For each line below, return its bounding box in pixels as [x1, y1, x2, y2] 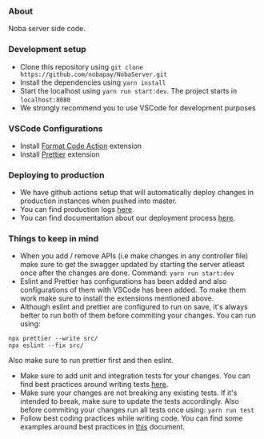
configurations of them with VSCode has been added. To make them [19, 285, 246, 295]
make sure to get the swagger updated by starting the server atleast [19, 260, 246, 269]
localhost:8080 [19, 96, 71, 104]
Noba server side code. [8, 24, 86, 34]
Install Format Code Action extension [19, 141, 142, 150]
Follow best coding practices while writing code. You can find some [19, 413, 243, 423]
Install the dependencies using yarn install [19, 78, 166, 87]
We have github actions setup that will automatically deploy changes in [19, 188, 254, 198]
